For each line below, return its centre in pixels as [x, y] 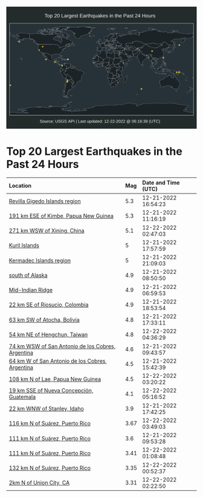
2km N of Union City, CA [39, 483]
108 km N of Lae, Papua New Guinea [55, 379]
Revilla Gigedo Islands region [45, 201]
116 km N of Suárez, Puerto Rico [50, 423]
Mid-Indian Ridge [31, 290]
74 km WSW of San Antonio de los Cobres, [62, 346]
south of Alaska [28, 275]
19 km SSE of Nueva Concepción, [51, 391]
